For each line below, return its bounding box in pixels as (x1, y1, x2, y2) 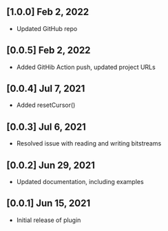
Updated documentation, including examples (16, 178, 144, 186)
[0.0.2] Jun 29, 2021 (6, 159, 96, 171)
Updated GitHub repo (16, 24, 78, 32)
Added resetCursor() (16, 101, 76, 110)
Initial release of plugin (16, 216, 81, 224)
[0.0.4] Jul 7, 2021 (6, 83, 85, 94)
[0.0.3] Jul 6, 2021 (6, 121, 87, 132)
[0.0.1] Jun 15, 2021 (6, 197, 91, 210)
